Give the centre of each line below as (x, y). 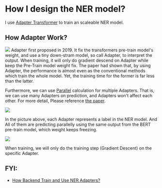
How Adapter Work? (36, 38)
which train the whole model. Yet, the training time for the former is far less (80, 76)
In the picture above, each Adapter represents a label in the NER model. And (81, 119)
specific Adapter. (22, 153)
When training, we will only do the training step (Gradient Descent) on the (78, 148)
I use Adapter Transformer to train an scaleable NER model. (65, 22)
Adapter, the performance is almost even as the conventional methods (75, 70)
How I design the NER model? (65, 9)
